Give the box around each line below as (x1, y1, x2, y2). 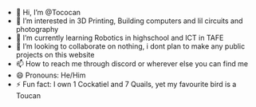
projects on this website (15, 50, 95, 59)
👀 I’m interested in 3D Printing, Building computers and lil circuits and (15, 16, 243, 26)
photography (15, 25, 59, 34)
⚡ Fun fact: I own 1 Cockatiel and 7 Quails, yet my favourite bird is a (15, 80, 237, 89)
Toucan (15, 91, 41, 100)
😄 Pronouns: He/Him (15, 70, 86, 80)
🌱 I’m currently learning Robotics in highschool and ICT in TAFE (15, 33, 224, 42)
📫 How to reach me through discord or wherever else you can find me (15, 59, 249, 68)
